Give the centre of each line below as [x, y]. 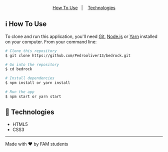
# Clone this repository [31, 51]
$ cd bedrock [19, 69]
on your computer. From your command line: [51, 41]
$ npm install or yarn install [38, 83]
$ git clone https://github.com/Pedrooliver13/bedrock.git [68, 55]
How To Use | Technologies [84, 8]
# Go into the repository [32, 64]
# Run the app [20, 92]
